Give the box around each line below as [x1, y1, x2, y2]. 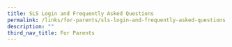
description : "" [7, 23, 54, 30]
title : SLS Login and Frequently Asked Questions [7, 10, 155, 17]
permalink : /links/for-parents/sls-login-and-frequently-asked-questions [7, 17, 226, 23]
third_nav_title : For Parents [7, 29, 95, 37]
